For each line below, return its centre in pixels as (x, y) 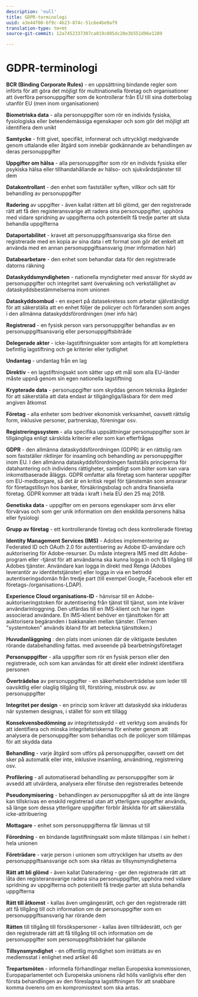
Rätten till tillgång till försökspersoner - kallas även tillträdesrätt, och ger (94, 927)
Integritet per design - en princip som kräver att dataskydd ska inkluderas (97, 705)
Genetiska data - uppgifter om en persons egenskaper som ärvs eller (91, 505)
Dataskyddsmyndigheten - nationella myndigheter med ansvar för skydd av (99, 277)
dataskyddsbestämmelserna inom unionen (58, 290)
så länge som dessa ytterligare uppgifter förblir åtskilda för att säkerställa (95, 808)
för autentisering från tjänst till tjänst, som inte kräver (120, 602)
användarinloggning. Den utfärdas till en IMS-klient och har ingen (85, 609)
